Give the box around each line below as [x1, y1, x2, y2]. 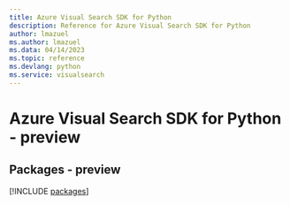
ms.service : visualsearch [9, 71, 104, 80]
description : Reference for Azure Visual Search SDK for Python [9, 21, 251, 30]
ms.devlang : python [9, 63, 81, 72]
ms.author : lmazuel [9, 37, 81, 47]
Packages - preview [9, 163, 121, 178]
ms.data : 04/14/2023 [9, 46, 86, 55]
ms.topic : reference [9, 54, 86, 63]
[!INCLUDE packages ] [9, 186, 89, 196]
